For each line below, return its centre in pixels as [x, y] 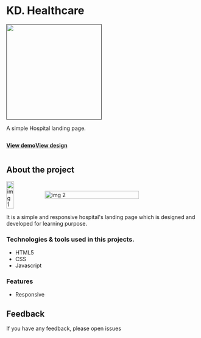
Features [20, 281]
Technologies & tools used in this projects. [71, 239]
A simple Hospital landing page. [46, 128]
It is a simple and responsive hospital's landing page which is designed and [101, 217]
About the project [41, 170]
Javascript [28, 265]
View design [52, 145]
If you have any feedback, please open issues [64, 329]
